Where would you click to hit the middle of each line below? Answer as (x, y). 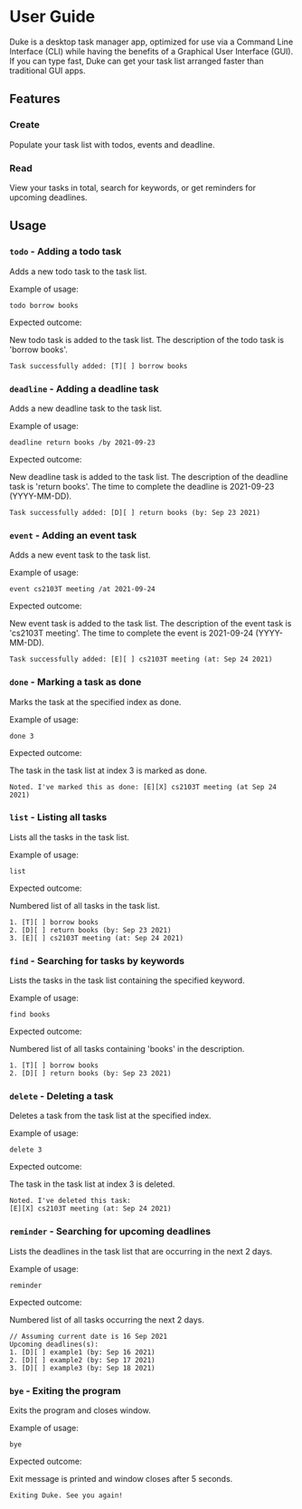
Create (25, 125)
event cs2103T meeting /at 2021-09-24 (82, 589)
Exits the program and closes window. (80, 1410)
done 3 (22, 736)
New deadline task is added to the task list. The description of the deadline (149, 476)
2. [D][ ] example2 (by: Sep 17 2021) (82, 1360)
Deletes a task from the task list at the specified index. (110, 1116)
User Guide (52, 17)
